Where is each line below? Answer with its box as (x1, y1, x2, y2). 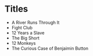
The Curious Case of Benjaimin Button (11, 45, 89, 51)
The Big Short (11, 35, 40, 41)
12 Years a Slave (11, 30, 45, 36)
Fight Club (11, 24, 33, 30)
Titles (4, 3, 28, 15)
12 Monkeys (11, 40, 36, 46)
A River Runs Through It (11, 19, 60, 25)
